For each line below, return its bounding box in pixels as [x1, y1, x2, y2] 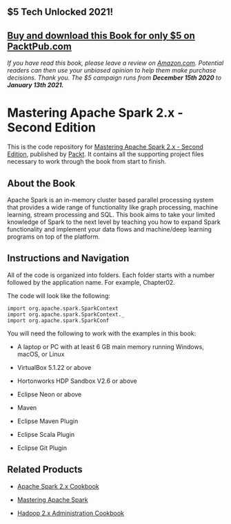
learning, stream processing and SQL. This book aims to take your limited [7, 210, 215, 218]
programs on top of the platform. [7, 232, 100, 241]
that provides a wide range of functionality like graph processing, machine [7, 203, 219, 211]
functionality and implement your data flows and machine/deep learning [7, 225, 212, 233]
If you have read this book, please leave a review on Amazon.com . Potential [7, 59, 224, 67]
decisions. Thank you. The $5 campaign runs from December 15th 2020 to [7, 73, 222, 82]
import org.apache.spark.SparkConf [7, 317, 110, 324]
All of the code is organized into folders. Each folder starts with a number [7, 270, 215, 279]
